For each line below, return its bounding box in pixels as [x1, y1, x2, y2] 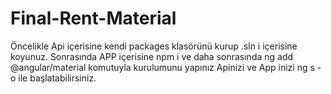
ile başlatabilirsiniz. [18, 72, 97, 84]
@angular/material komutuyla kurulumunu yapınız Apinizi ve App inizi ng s [10, 61, 315, 73]
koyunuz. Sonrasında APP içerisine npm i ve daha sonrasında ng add [10, 50, 294, 62]
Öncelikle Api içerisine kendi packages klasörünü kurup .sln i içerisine [10, 40, 298, 52]
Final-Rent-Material [10, 7, 177, 30]
